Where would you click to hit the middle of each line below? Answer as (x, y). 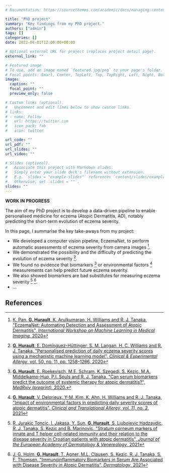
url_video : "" (20, 154)
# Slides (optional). (28, 163)
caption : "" (22, 84)
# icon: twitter (24, 131)
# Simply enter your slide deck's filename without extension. (75, 172)
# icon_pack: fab (26, 126)
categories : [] (21, 38)
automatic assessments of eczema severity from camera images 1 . (81, 247)
